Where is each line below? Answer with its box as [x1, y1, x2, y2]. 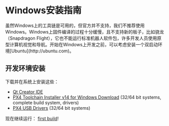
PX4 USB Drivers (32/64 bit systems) [12, 105, 90, 111]
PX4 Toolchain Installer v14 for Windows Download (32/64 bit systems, [12, 94, 161, 100]
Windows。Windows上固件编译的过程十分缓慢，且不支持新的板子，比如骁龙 [5, 28, 164, 35]
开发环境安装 [5, 64, 46, 73]
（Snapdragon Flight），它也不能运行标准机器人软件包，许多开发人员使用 [5, 35, 157, 41]
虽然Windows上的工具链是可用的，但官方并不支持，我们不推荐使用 [5, 22, 145, 28]
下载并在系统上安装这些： [5, 78, 59, 84]
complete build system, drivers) [12, 100, 79, 106]
